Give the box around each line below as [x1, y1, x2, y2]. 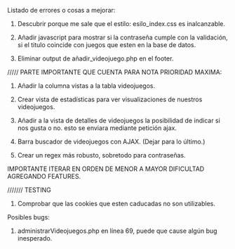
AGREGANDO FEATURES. [7, 172, 81, 180]
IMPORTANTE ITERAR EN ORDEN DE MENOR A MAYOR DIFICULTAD [7, 165, 205, 173]
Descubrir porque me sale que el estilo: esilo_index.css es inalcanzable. [17, 20, 226, 27]
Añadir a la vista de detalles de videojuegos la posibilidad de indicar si [17, 116, 221, 124]
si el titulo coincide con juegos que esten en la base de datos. [17, 41, 196, 49]
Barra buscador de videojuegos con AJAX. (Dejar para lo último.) [17, 137, 206, 146]
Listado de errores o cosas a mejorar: [7, 6, 116, 14]
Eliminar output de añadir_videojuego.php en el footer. [17, 54, 174, 63]
